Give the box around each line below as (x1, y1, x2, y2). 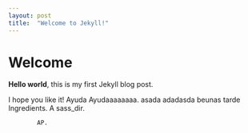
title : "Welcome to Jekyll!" (8, 19, 110, 27)
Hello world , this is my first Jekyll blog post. (8, 80, 154, 89)
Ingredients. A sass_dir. (8, 104, 86, 113)
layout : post (8, 11, 52, 20)
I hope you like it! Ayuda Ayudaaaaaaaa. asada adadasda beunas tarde (8, 95, 241, 104)
